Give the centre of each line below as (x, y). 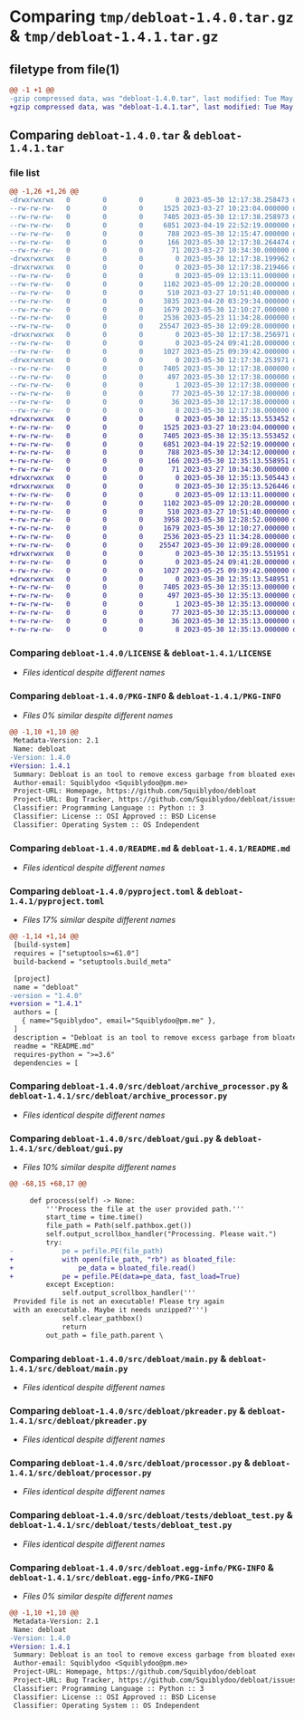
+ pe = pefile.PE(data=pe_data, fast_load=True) (125, 1276)
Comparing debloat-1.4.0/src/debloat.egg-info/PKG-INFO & (142, 1567)
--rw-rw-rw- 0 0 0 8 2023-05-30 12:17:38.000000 (149, 411)
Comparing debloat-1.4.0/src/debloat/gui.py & (116, 1138)
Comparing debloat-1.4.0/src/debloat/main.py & (118, 1359)
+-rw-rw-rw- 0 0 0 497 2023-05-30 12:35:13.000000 (149, 596)
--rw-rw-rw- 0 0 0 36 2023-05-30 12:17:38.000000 (149, 402)
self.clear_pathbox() (103, 1318)
